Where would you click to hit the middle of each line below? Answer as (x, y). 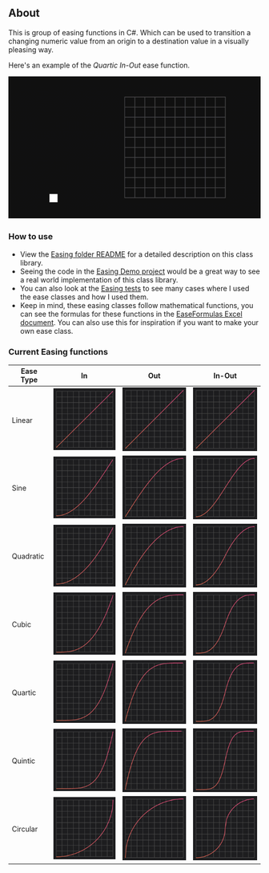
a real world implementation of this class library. (99, 279)
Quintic (24, 761)
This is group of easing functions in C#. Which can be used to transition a (130, 32)
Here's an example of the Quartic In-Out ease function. (99, 65)
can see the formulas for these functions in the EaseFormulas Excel (131, 314)
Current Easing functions (58, 351)
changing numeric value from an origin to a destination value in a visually (129, 41)
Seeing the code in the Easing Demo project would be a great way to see (140, 271)
